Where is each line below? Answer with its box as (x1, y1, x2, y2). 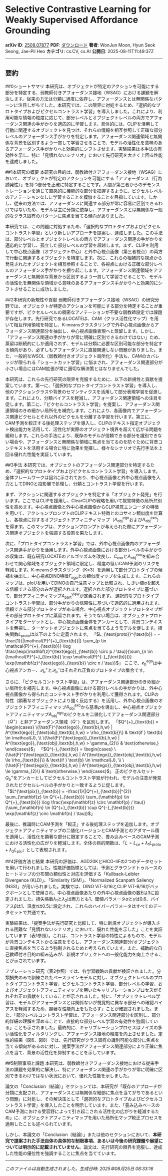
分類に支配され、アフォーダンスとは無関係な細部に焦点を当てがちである (5, 1090, 154, 1096)
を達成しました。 (5, 158, 40, 164)
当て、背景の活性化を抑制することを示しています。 (13, 1050, 118, 1056)
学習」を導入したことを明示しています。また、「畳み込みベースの (26, 1102, 160, 1108)
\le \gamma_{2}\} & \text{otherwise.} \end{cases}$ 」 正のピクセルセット (5, 768, 155, 774)
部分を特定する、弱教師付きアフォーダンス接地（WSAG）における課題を (5, 89, 154, 96)
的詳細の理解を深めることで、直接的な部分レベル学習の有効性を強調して (5, 1018, 154, 1024)
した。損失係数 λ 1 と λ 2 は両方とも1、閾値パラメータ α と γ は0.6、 (22, 896, 151, 903)
